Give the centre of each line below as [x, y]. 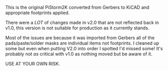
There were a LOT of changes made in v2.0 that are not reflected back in [82, 23]
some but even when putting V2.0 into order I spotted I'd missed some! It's [84, 48]
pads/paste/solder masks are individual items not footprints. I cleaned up [82, 43]
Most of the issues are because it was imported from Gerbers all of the [80, 38]
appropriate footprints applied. [38, 13]
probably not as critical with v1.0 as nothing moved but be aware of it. [79, 54]
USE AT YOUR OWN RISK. [33, 64]
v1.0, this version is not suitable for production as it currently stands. [77, 28]
